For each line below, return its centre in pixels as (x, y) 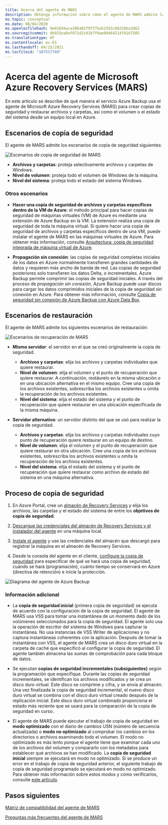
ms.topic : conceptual (28, 19)
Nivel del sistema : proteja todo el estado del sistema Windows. (77, 181)
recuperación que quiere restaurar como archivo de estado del (84, 472)
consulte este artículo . (35, 780)
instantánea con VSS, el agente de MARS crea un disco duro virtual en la (87, 643)
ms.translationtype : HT (30, 38)
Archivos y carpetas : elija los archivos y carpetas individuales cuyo (90, 435)
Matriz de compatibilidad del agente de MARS (52, 808)
